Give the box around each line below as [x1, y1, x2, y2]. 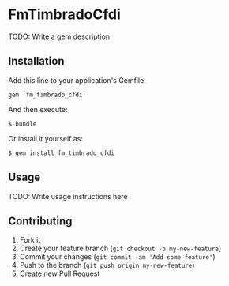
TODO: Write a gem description [8, 32, 111, 41]
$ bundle [8, 120, 37, 128]
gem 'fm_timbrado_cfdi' [8, 91, 87, 99]
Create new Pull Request [19, 269, 100, 278]
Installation [8, 55, 65, 68]
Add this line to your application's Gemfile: [8, 75, 146, 85]
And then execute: [8, 104, 68, 114]
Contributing [8, 214, 73, 228]
